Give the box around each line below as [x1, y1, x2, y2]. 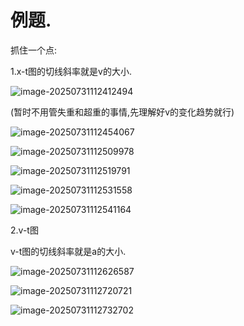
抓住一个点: [10, 44, 58, 56]
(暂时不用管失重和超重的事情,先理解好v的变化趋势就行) [10, 106, 235, 118]
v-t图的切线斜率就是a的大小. [10, 245, 127, 257]
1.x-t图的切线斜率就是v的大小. [10, 65, 132, 77]
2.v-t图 [10, 224, 39, 236]
